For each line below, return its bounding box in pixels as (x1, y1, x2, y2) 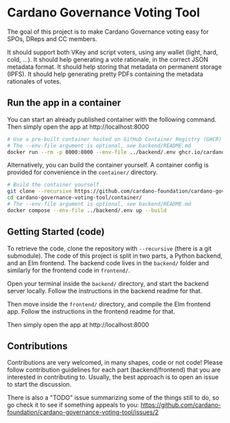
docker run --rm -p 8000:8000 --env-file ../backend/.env (7, 149, 176, 156)
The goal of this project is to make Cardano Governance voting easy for (7, 27, 209, 36)
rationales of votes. (7, 77, 62, 85)
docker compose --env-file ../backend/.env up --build (7, 207, 167, 214)
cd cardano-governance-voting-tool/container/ (7, 194, 142, 202)
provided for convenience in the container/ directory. (7, 168, 158, 176)
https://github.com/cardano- (140, 401, 221, 409)
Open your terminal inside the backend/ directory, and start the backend (7, 279, 209, 287)
